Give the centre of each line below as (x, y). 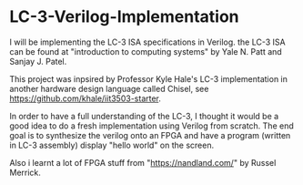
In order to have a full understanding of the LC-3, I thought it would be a (144, 116)
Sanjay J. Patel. (38, 61)
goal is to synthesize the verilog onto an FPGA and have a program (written (150, 135)
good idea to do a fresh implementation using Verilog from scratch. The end (151, 126)
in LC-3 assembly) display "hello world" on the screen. (112, 145)
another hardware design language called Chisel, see (109, 88)
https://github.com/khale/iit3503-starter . (86, 98)
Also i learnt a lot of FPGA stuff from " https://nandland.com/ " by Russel (143, 162)
